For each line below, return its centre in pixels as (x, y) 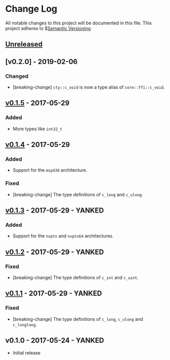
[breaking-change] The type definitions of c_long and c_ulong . (78, 194)
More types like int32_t (37, 129)
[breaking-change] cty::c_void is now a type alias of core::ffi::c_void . (89, 87)
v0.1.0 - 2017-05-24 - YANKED (55, 340)
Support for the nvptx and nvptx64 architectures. (63, 236)
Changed (17, 76)
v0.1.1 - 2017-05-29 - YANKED (54, 294)
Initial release (26, 353)
